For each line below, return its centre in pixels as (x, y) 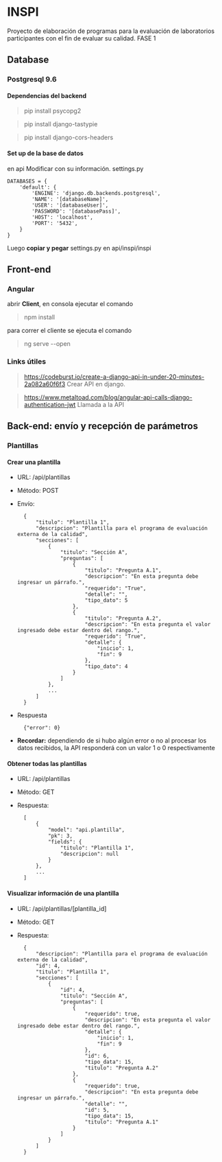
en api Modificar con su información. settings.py (75, 168)
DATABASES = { (27, 181)
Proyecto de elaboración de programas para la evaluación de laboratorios (111, 31)
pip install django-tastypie (61, 124)
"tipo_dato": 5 (106, 601)
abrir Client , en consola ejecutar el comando (70, 304)
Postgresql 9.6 (32, 80)
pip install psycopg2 (52, 111)
